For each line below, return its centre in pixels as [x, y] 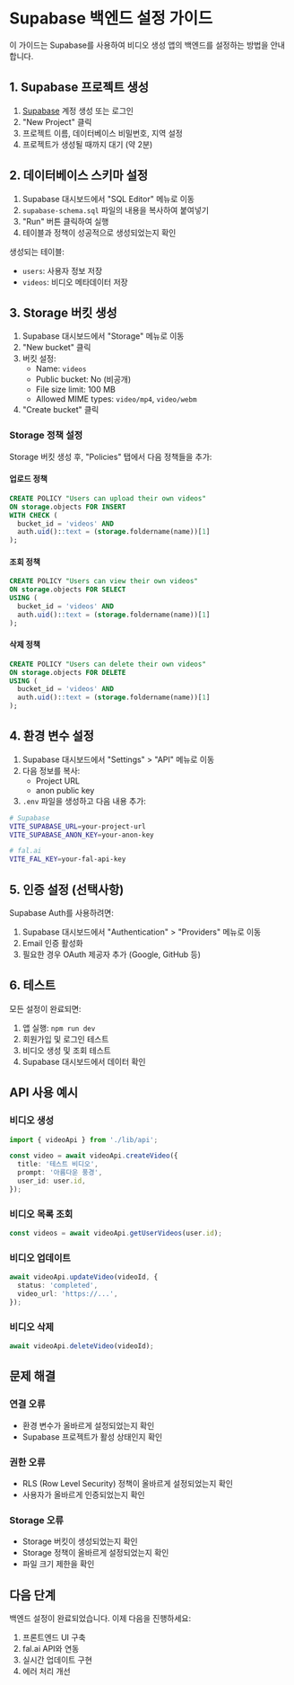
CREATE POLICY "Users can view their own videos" [104, 581]
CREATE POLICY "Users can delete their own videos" [108, 664]
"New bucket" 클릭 [56, 348]
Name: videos [61, 368]
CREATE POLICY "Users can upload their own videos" [108, 498]
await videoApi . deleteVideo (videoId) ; [82, 1346]
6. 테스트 [33, 985]
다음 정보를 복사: [51, 770]
